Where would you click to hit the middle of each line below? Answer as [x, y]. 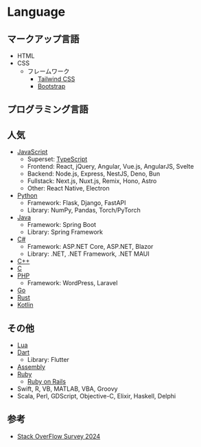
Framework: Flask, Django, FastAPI [76, 203]
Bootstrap [51, 86]
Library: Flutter [48, 360]
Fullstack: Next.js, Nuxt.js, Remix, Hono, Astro [92, 181]
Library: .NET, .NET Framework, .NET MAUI [88, 254]
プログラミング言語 [48, 109]
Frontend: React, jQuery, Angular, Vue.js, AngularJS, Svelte [110, 167]
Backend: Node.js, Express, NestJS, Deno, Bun [94, 174]
